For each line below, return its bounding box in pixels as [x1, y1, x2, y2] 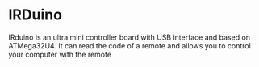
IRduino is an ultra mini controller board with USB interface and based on [8, 32, 251, 42]
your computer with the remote [8, 49, 111, 59]
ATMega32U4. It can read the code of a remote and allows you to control [8, 40, 252, 50]
